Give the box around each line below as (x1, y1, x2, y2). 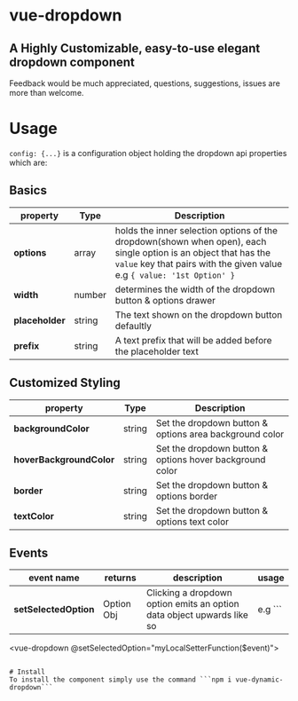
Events (9, 545, 49, 560)
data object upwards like (145, 609, 248, 621)
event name (27, 571, 80, 584)
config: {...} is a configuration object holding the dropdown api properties (9, 147, 287, 158)
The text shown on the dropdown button (114, 308, 283, 320)
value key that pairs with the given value (114, 257, 283, 270)
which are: (9, 157, 48, 168)
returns (104, 571, 137, 584)
